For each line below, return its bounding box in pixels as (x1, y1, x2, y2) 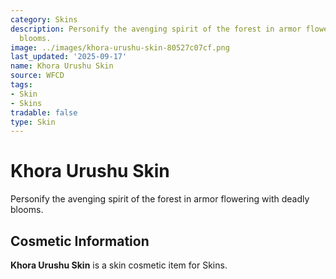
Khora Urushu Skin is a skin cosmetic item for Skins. (10, 259, 228, 271)
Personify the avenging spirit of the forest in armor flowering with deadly (10, 193, 310, 205)
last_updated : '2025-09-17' (10, 52, 128, 62)
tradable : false (10, 107, 78, 118)
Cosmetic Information (10, 232, 150, 250)
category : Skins (10, 14, 78, 25)
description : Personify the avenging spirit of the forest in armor (10, 24, 302, 34)
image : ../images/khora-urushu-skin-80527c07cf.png (10, 42, 230, 53)
